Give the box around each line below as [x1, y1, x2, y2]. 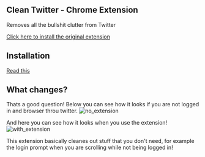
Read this [6, 67, 31, 74]
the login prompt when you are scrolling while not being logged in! [6, 144, 173, 152]
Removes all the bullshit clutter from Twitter [6, 21, 116, 28]
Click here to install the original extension [6, 33, 110, 40]
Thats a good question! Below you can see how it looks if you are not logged [6, 101, 199, 108]
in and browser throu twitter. [6, 107, 78, 115]
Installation [6, 51, 50, 61]
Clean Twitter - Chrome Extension [6, 5, 139, 15]
